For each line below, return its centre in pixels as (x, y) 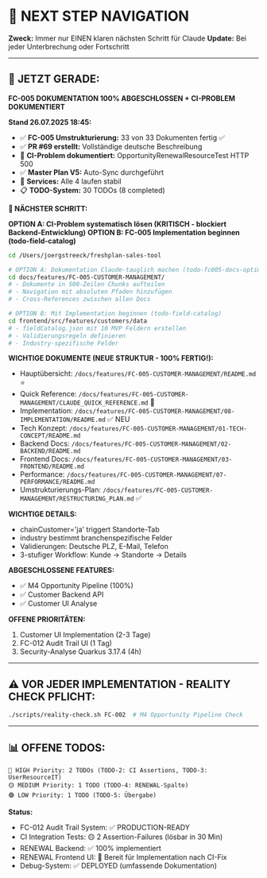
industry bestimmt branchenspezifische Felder (96, 538)
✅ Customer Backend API (62, 594)
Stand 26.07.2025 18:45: (50, 122)
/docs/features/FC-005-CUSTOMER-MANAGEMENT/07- (147, 475)
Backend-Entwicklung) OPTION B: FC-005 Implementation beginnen (124, 232)
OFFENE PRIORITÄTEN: (47, 620)
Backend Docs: (44, 443)
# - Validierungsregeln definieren (67, 336)
